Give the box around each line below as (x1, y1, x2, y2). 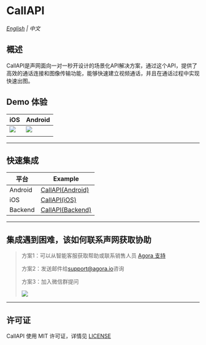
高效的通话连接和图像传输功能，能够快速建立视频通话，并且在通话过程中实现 (6, 69, 200, 77)
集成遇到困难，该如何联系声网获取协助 (6, 234, 151, 245)
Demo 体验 (6, 97, 48, 107)
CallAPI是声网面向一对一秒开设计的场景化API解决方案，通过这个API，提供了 (6, 62, 197, 69)
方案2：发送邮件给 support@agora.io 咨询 (21, 265, 124, 273)
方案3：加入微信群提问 (21, 278, 79, 286)
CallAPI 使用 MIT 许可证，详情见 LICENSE (6, 332, 112, 339)
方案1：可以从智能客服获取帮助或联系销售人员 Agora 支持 (21, 252, 166, 259)
